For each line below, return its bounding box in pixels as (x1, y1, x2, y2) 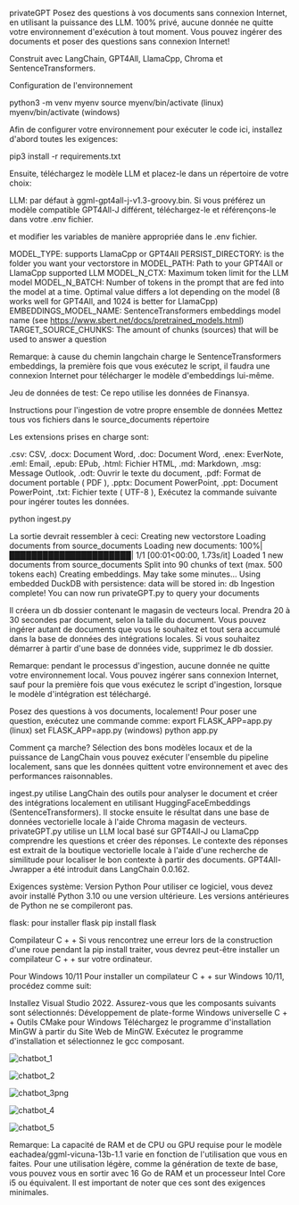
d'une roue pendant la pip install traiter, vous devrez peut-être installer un (9, 944, 279, 954)
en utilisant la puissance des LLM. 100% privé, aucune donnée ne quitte (9, 17, 274, 28)
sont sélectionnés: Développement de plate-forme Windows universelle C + (9, 1008, 288, 1018)
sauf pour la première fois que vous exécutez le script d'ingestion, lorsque (9, 679, 283, 690)
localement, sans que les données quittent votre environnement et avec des (9, 761, 288, 771)
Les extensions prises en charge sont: (9, 432, 149, 442)
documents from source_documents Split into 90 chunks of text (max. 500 (9, 560, 283, 569)
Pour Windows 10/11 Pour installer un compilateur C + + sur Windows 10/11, (9, 971, 285, 981)
